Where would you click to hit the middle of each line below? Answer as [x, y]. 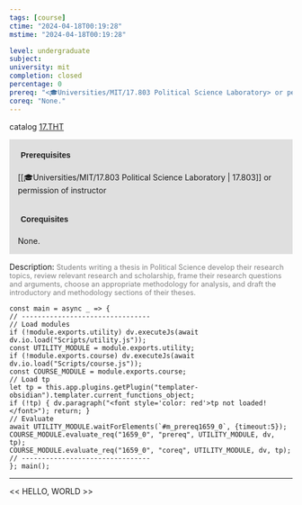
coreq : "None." [38, 101]
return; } [72, 410]
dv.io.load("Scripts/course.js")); [76, 364]
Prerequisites [46, 155]
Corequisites [45, 219]
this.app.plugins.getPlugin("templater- [122, 387]
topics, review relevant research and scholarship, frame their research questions [146, 275]
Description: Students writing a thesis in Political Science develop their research [147, 266]
